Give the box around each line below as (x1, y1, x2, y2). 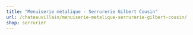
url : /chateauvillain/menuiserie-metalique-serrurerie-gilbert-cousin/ (6, 14, 187, 20)
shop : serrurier (6, 20, 46, 26)
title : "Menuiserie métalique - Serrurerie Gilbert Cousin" (6, 8, 159, 15)
